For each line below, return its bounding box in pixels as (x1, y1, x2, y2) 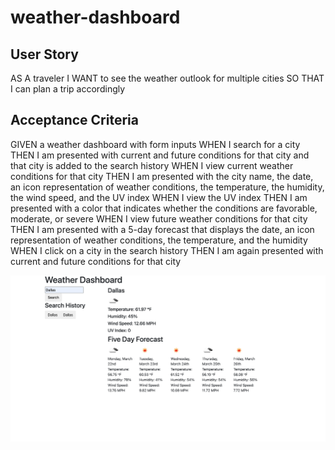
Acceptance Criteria (10, 112, 139, 129)
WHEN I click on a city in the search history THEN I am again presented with (10, 244, 324, 256)
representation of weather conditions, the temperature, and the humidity (10, 234, 308, 246)
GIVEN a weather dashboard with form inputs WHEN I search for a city (10, 138, 301, 150)
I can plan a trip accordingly (10, 83, 126, 95)
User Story (10, 46, 79, 63)
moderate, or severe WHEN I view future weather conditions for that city (10, 212, 308, 225)
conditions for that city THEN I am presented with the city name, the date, (10, 170, 314, 182)
